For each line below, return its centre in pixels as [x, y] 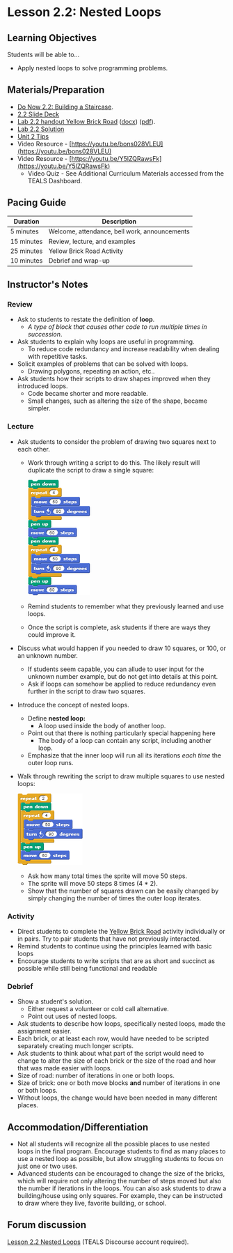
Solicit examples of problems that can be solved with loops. [103, 364]
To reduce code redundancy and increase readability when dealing [124, 349]
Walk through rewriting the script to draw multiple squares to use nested [121, 776]
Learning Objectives [52, 38]
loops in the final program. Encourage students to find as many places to [121, 1151]
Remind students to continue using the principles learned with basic [114, 946]
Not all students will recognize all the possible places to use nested [113, 1144]
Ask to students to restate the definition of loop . [86, 320]
